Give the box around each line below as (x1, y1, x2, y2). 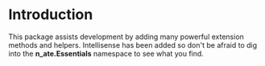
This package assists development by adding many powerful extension (8, 32, 244, 41)
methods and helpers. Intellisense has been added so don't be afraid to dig (8, 40, 258, 49)
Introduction (8, 6, 93, 24)
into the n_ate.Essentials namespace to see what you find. (8, 49, 204, 58)
